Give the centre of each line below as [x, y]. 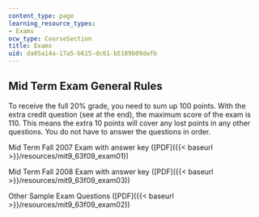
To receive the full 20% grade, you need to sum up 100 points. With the [127, 105]
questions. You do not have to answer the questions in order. [110, 131]
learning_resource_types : [52, 23]
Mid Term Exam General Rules [86, 86]
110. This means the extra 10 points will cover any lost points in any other [129, 123]
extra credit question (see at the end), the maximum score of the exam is [129, 114]
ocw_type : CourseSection [50, 38]
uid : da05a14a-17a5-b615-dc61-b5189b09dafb [83, 53]
